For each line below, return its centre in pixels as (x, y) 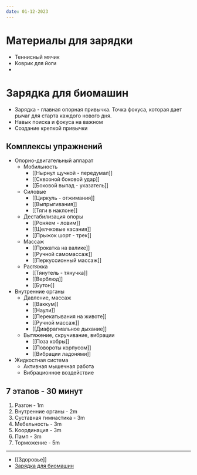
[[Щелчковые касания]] (62, 229)
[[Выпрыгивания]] (55, 204)
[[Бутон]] (43, 285)
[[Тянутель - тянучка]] (60, 273)
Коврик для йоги (35, 63)
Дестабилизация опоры (53, 217)
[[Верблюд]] (47, 279)
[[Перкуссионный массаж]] (67, 260)
